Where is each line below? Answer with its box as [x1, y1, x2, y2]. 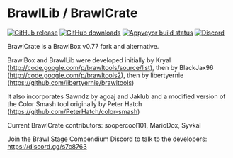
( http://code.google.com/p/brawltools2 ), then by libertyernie [7, 71, 184, 79]
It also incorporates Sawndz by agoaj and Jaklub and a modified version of [7, 92, 226, 101]
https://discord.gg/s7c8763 [7, 142, 87, 150]
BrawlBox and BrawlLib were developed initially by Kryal [7, 55, 171, 64]
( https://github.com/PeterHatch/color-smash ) [7, 107, 140, 115]
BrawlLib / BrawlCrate [7, 5, 138, 21]
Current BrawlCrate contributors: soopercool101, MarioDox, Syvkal [7, 120, 201, 129]
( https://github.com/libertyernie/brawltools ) [7, 78, 135, 86]
